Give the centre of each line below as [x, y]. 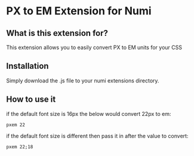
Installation [27, 66]
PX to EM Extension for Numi [79, 11]
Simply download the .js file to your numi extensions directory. [83, 80]
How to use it [31, 100]
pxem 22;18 [20, 147]
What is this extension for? [57, 33]
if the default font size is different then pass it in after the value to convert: [97, 136]
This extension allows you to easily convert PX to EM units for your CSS [94, 47]
